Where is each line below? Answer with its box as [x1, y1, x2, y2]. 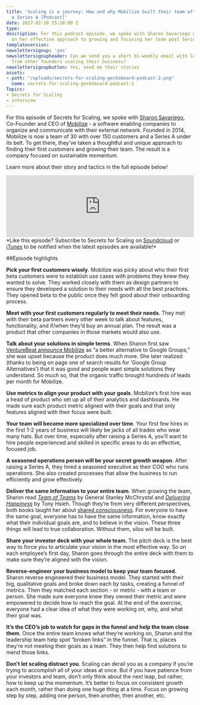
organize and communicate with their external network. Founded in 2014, [6, 126, 186, 133]
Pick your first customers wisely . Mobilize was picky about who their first [6, 266, 189, 273]
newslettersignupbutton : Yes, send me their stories [6, 64, 140, 70]
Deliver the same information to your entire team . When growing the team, [6, 487, 192, 495]
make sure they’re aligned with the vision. [6, 555, 108, 563]
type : [6, 25, 20, 32]
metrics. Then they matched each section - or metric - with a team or [6, 586, 176, 594]
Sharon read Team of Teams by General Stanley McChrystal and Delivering [6, 493, 190, 501]
